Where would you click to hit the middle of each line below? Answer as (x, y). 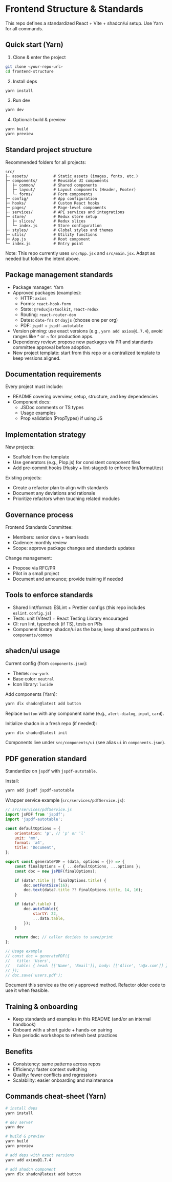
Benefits (19, 1051)
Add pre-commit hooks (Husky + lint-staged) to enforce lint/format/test (88, 468)
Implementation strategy (46, 435)
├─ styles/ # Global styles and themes (59, 230)
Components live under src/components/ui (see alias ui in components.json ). (85, 743)
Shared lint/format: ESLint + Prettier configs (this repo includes (79, 607)
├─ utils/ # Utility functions (51, 234)
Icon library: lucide (33, 684)
